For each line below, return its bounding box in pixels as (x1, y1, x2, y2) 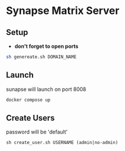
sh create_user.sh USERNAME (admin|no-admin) (6, 140, 118, 146)
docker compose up (6, 97, 51, 103)
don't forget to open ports (14, 43, 78, 50)
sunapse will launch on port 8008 (6, 86, 87, 93)
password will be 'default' (6, 128, 68, 135)
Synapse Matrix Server (6, 4, 120, 17)
